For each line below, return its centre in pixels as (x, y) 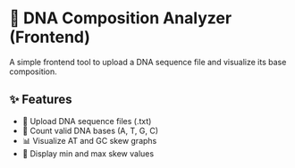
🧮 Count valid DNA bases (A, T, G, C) (90, 130)
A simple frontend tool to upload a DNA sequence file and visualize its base (148, 62)
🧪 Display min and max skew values (88, 153)
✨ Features (41, 100)
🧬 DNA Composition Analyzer (121, 18)
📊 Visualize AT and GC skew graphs (89, 140)
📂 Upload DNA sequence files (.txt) (87, 121)
